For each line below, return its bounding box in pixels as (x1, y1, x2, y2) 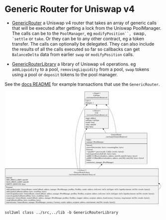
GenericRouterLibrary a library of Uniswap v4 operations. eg (11, 61, 136, 67)
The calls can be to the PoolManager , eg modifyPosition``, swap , (11, 30, 147, 36)
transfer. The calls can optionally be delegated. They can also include (11, 41, 155, 47)
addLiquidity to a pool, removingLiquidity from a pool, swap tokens (11, 66, 150, 72)
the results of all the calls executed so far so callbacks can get (11, 46, 140, 52)
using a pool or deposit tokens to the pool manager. (11, 71, 118, 77)
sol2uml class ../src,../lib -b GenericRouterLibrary (4, 210, 119, 215)
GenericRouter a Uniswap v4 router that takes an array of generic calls (11, 20, 157, 26)
